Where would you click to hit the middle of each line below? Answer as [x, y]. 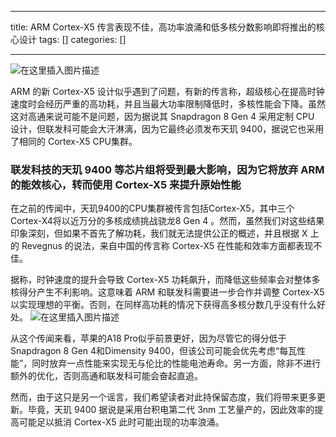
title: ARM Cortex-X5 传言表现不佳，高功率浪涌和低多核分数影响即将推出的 [163, 27]
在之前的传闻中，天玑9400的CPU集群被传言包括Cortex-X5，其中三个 [152, 208]
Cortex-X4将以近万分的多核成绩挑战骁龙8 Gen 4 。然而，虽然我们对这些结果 [167, 221]
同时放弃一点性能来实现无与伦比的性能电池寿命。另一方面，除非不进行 [176, 363]
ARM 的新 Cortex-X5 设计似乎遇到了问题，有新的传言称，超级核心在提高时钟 [167, 91]
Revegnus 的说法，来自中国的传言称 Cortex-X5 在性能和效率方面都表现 [167, 246]
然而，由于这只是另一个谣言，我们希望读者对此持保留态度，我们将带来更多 [163, 397]
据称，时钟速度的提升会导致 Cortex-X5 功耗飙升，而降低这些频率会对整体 [161, 280]
